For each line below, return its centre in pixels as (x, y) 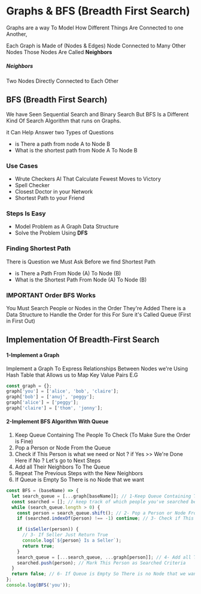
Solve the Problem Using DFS (51, 233)
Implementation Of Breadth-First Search (83, 340)
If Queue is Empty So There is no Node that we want (80, 480)
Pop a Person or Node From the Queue (63, 448)
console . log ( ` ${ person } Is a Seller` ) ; (71, 541)
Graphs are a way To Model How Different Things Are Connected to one (95, 28)
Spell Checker (32, 185)
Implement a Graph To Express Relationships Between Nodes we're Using (97, 368)
